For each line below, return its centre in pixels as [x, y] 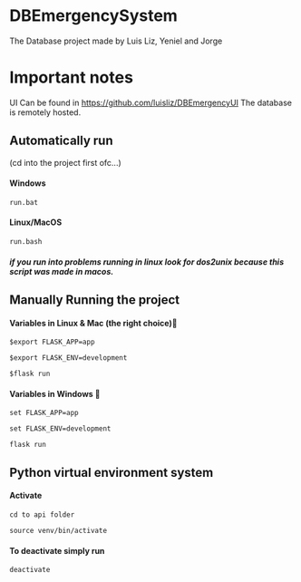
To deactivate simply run [57, 550]
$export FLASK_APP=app [52, 342]
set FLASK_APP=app [44, 413]
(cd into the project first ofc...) [66, 162]
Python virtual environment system [112, 472]
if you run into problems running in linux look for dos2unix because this [146, 262]
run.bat [24, 202]
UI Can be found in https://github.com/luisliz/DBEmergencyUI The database [151, 102]
